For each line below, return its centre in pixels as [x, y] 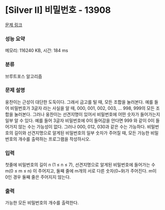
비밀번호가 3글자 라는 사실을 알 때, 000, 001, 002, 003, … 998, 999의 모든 [82, 108]
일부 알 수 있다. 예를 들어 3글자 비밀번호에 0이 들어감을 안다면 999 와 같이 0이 [80, 120]
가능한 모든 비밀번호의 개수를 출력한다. [42, 203]
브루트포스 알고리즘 [24, 76]
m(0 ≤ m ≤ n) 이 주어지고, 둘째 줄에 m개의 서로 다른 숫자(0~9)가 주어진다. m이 [81, 171]
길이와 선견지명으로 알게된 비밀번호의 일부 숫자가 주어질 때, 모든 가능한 [82, 133]
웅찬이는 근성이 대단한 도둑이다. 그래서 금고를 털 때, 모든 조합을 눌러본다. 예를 [79, 102]
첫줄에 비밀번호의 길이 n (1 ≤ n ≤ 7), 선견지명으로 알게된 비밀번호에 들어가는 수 [80, 165]
